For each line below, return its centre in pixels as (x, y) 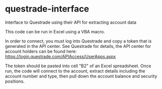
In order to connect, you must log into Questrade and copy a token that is (78, 41)
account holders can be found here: (41, 51)
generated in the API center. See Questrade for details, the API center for (78, 46)
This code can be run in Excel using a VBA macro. (55, 31)
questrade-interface (47, 9)
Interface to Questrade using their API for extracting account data (71, 22)
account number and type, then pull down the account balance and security (81, 76)
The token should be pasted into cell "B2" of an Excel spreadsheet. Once (78, 66)
